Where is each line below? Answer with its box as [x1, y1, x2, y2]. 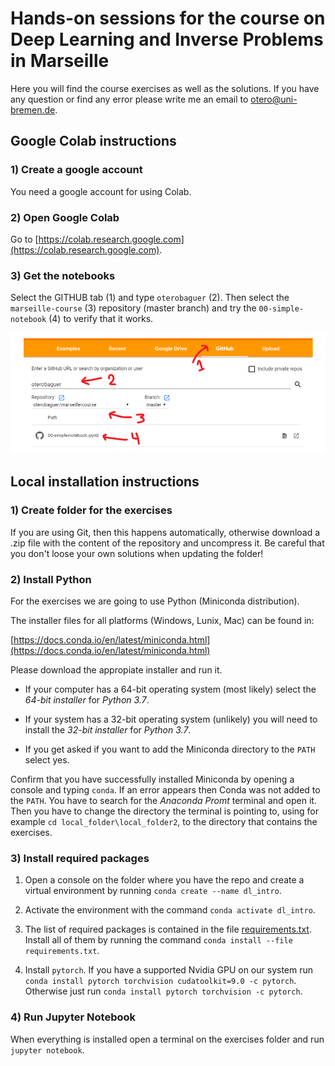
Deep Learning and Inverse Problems [10, 28, 324, 51]
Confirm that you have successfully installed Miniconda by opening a [10, 773, 295, 786]
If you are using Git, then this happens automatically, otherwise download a [10, 526, 321, 538]
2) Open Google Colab [10, 210, 120, 224]
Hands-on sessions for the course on [10, 7, 326, 30]
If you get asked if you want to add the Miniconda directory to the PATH [24, 743, 316, 756]
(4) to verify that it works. [48, 313, 154, 325]
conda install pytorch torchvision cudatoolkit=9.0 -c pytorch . [24, 975, 297, 987]
